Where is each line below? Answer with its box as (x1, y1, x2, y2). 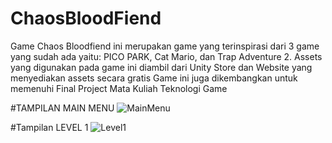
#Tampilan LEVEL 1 (10, 121, 89, 133)
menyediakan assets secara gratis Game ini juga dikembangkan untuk (10, 72, 298, 84)
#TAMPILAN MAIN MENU (10, 102, 115, 114)
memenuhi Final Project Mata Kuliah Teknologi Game (10, 82, 228, 94)
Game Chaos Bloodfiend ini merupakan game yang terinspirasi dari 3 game (10, 40, 320, 52)
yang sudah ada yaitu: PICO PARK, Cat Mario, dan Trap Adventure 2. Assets (10, 50, 323, 62)
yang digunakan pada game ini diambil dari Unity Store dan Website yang (10, 61, 313, 73)
